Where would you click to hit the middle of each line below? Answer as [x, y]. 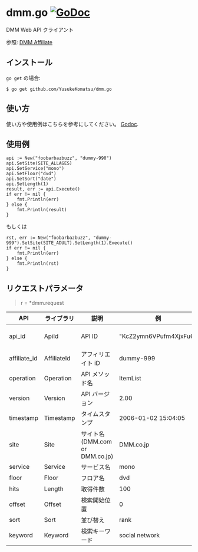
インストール [29, 63]
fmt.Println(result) [42, 210]
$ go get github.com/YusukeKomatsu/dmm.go [59, 89]
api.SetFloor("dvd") [32, 174]
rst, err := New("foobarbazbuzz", [49, 238]
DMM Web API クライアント [40, 29]
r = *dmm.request [42, 303]
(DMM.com [96, 442]
